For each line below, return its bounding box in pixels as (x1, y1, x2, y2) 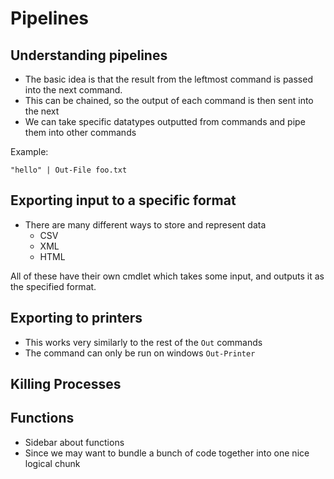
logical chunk (24, 457, 81, 469)
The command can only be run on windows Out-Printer (24, 347, 256, 359)
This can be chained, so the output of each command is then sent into (24, 95, 314, 106)
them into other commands (24, 127, 137, 138)
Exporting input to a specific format (10, 192, 237, 209)
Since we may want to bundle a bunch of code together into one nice (24, 447, 310, 459)
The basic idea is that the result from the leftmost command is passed (24, 73, 313, 85)
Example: (10, 146, 49, 157)
